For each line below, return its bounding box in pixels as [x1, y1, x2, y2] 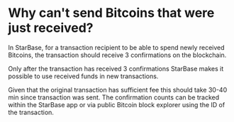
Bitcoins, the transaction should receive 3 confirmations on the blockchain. [8, 51, 227, 59]
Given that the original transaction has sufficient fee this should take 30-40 [8, 85, 228, 94]
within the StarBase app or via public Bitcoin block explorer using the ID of [8, 100, 225, 109]
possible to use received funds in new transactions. [8, 72, 159, 80]
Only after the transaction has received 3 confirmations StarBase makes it [8, 64, 224, 73]
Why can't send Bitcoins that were [8, 5, 215, 21]
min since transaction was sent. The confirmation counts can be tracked [8, 93, 220, 102]
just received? [8, 20, 94, 36]
